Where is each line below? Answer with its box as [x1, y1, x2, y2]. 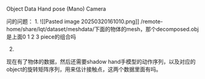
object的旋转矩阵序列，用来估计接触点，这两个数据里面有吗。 [6, 66, 162, 73]
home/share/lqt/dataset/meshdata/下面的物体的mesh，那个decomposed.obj [6, 26, 199, 32]
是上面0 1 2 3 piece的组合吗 [6, 33, 76, 40]
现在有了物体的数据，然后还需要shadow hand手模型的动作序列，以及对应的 [6, 58, 196, 65]
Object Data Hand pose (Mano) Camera [6, 6, 106, 12]
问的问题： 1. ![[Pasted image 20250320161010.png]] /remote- [6, 18, 163, 25]
